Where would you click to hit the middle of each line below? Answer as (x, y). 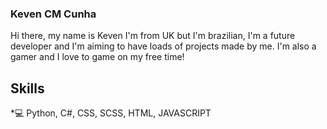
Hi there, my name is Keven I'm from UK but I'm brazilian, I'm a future (153, 36)
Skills (27, 88)
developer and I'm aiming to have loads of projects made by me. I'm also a (163, 46)
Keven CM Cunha (53, 14)
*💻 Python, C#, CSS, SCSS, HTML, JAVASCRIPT (111, 113)
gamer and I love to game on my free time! (97, 57)
